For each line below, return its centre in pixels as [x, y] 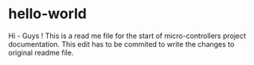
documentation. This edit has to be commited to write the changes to [121, 44]
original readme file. [41, 52]
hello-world [48, 14]
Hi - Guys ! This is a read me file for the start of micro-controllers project [127, 36]
